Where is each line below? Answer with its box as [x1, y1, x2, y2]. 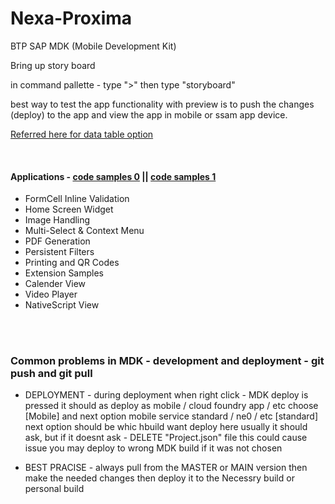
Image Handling [24, 214, 91, 226]
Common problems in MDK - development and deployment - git [10, 354, 325, 368]
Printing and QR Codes [24, 257, 120, 269]
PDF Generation [24, 235, 91, 247]
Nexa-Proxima [10, 7, 133, 30]
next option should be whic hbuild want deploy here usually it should [24, 421, 308, 433]
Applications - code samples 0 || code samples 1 [10, 170, 217, 182]
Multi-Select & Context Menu [24, 225, 145, 237]
